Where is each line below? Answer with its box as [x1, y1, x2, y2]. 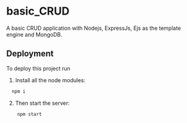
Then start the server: [15, 99, 70, 107]
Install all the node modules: [15, 76, 86, 83]
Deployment [6, 49, 54, 59]
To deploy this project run [6, 65, 71, 72]
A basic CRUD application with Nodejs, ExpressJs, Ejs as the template [6, 24, 181, 32]
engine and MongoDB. [6, 30, 63, 38]
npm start [17, 111, 42, 117]
